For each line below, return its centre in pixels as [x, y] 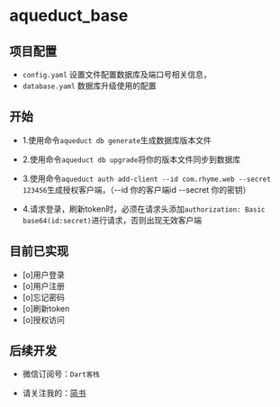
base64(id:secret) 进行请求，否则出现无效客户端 [112, 220]
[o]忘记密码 [44, 297]
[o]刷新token [46, 308]
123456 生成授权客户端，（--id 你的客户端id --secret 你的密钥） [136, 189]
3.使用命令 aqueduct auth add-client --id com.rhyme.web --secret [147, 178]
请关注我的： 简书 [54, 393]
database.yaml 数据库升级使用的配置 [89, 86]
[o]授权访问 [44, 320]
